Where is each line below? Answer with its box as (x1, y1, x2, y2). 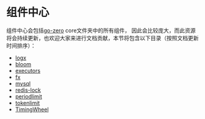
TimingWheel (15, 106, 49, 113)
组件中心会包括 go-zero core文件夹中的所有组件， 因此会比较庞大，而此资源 (6, 27, 196, 34)
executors (15, 67, 41, 74)
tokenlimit (15, 99, 40, 106)
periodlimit (15, 92, 43, 100)
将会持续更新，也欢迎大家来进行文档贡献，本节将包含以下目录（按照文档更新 (6, 34, 199, 41)
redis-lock (15, 86, 41, 93)
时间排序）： (6, 42, 36, 49)
